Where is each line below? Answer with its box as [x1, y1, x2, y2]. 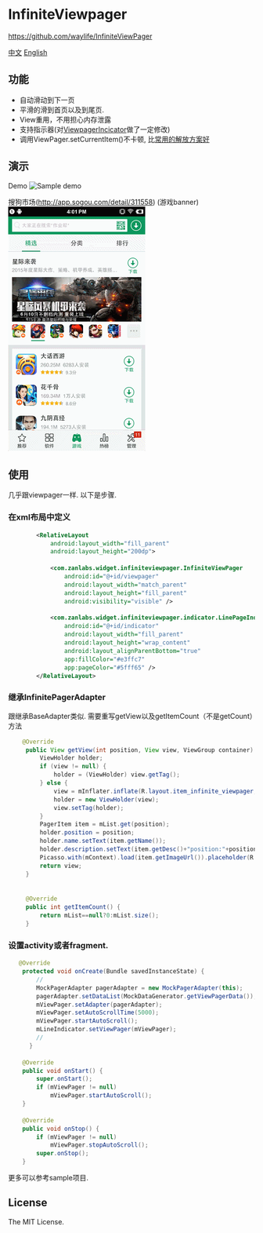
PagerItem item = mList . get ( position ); [39, 820, 170, 829]
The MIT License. [8, 1217, 65, 1226]
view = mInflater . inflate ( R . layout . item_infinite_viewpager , [53, 787, 258, 795]
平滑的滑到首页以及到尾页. [19, 104, 104, 115]
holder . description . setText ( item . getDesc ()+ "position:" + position [39, 845, 258, 853]
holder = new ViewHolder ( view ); [53, 795, 159, 804]
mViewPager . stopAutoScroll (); [49, 1141, 149, 1149]
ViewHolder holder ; [39, 754, 103, 762]
